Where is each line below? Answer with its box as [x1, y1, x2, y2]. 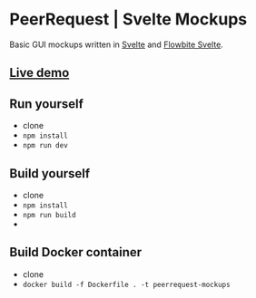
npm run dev [22, 141, 68, 150]
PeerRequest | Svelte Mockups [9, 9, 248, 30]
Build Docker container [9, 245, 143, 260]
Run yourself [9, 96, 84, 111]
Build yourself [9, 166, 91, 181]
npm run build [22, 210, 76, 219]
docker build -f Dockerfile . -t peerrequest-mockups [22, 280, 231, 289]
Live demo [9, 65, 70, 81]
